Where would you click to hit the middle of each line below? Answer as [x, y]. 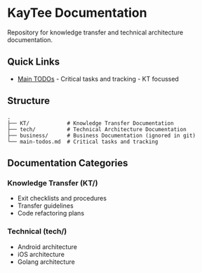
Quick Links [34, 62]
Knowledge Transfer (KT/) [53, 182]
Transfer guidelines [45, 206]
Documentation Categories [68, 163]
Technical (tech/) [37, 232]
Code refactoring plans [51, 213]
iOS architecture [41, 254]
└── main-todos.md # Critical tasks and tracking [83, 142]
